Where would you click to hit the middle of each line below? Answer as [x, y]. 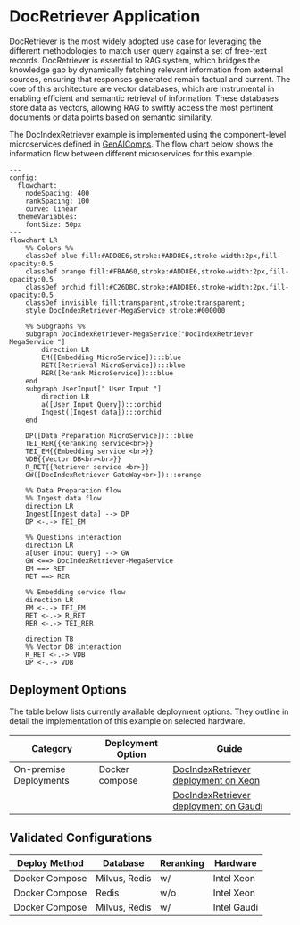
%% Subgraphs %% [56, 326]
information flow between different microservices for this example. [132, 153]
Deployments [42, 780]
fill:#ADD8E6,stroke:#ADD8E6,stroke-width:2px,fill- [181, 256]
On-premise [40, 769]
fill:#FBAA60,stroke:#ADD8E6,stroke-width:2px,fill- [189, 271]
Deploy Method [50, 862]
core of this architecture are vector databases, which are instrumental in [142, 88]
